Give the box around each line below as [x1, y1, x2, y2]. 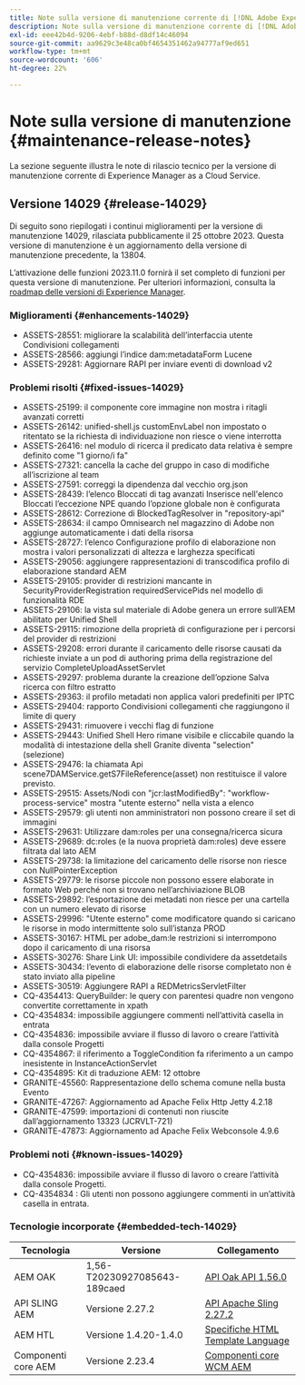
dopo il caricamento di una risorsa [22, 942, 152, 954]
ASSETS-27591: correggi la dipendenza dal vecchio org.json [22, 479, 249, 490]
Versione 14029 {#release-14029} [9, 196, 208, 212]
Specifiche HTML [204, 1322, 280, 1335]
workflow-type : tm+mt [9, 47, 92, 56]
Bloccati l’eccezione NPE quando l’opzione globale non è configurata [22, 499, 280, 509]
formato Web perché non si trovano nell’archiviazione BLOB [22, 885, 246, 895]
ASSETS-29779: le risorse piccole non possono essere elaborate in [22, 875, 274, 885]
